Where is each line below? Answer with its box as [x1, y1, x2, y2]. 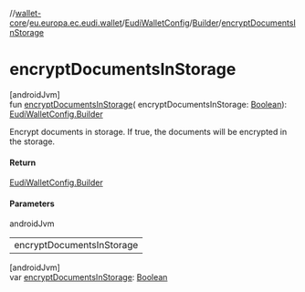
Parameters [9, 198, 55, 209]
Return [9, 157, 37, 168]
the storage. [9, 136, 56, 147]
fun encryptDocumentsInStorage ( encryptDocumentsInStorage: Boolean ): [9, 99, 288, 109]
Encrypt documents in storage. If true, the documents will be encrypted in [9, 126, 288, 137]
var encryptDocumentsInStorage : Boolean [9, 272, 168, 283]
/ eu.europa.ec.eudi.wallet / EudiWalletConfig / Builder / [26, 17, 222, 28]
